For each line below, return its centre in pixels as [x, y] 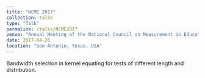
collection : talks [30, 18]
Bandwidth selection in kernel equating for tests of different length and [95, 63]
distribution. [21, 69]
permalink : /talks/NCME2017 [42, 29]
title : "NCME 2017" [31, 12]
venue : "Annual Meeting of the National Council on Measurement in [94, 35]
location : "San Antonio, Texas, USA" [54, 46]
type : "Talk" [23, 23]
